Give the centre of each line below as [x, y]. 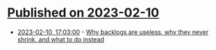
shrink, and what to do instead [60, 39]
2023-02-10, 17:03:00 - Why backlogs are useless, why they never [113, 32]
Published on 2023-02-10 [83, 13]
